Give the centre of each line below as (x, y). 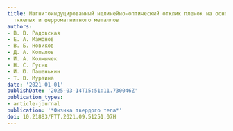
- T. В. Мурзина (31, 78)
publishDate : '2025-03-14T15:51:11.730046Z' (72, 91)
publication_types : (35, 98)
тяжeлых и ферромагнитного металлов (66, 20)
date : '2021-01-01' (35, 85)
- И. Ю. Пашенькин (34, 71)
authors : (20, 26)
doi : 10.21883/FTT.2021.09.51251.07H (62, 116)
